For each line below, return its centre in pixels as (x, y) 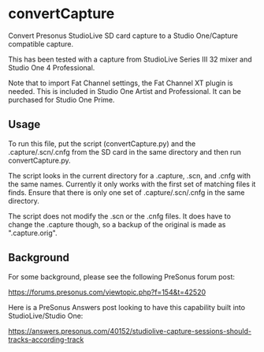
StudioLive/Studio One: (46, 316)
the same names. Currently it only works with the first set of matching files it (132, 184)
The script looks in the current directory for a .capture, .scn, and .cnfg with (129, 175)
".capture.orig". (33, 233)
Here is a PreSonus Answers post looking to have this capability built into (127, 307)
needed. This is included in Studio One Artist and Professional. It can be (125, 91)
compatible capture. (41, 43)
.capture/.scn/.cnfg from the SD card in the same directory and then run (125, 152)
